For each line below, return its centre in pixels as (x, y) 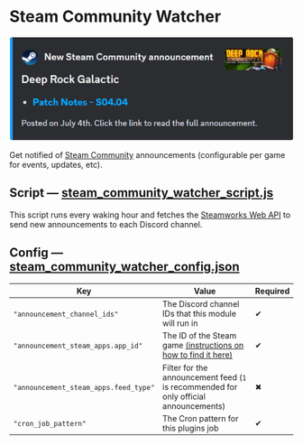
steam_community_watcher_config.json (125, 267)
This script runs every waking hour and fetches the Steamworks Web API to (150, 215)
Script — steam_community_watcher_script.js (141, 193)
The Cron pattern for (200, 418)
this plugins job (190, 428)
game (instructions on (203, 346)
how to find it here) (197, 355)
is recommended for (200, 386)
